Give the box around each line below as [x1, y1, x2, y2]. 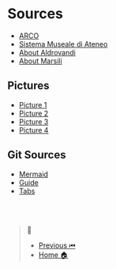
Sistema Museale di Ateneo [18, 39, 108, 48]
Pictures [7, 79, 50, 93]
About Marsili [18, 56, 62, 66]
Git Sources [7, 148, 66, 162]
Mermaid [18, 169, 49, 179]
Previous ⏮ [38, 241, 76, 250]
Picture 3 [18, 116, 49, 127]
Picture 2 [18, 108, 49, 118]
